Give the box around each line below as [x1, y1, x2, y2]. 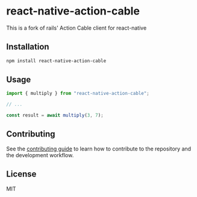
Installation [6, 42, 49, 52]
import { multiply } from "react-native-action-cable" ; [6, 91, 149, 97]
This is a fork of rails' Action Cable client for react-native [6, 24, 147, 31]
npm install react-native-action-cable [6, 57, 107, 64]
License [6, 169, 37, 179]
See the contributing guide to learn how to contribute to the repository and [6, 145, 192, 152]
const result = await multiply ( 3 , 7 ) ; [6, 112, 104, 118]
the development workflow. [6, 151, 74, 158]
